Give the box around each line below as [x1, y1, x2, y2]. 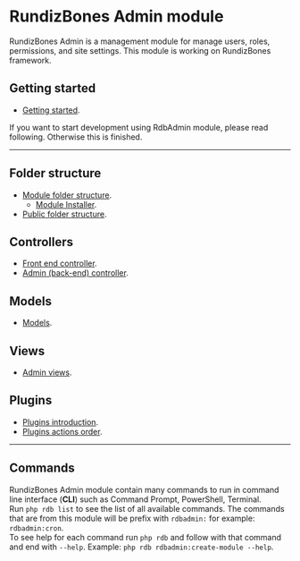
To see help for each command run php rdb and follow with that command [9, 531, 282, 542]
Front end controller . [21, 258, 97, 269]
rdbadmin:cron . [9, 522, 64, 533]
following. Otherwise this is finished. [9, 132, 143, 142]
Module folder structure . [21, 190, 112, 200]
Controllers [9, 234, 74, 250]
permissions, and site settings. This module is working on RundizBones [9, 45, 271, 55]
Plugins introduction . [21, 416, 99, 427]
